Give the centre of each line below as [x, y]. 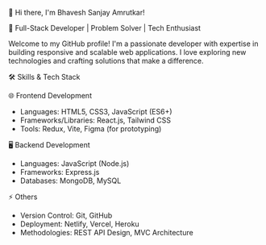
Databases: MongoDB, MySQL [71, 181]
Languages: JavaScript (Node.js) [75, 164]
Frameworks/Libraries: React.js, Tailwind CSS [96, 120]
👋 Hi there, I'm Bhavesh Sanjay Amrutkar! [77, 12]
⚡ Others [23, 197]
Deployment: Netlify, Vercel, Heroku [79, 224]
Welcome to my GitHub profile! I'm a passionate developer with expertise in [133, 44]
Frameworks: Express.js [60, 172]
